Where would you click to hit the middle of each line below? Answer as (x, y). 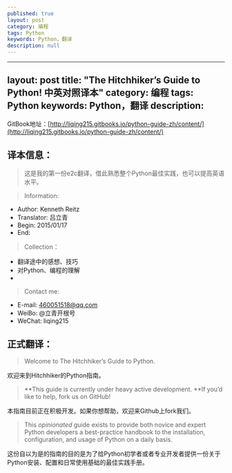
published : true (30, 14)
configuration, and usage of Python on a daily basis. (98, 440)
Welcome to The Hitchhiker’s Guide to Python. (89, 362)
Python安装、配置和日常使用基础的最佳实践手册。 (78, 463)
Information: (41, 195)
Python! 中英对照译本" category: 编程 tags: (100, 93)
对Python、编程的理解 (49, 270)
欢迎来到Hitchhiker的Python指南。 (56, 375)
